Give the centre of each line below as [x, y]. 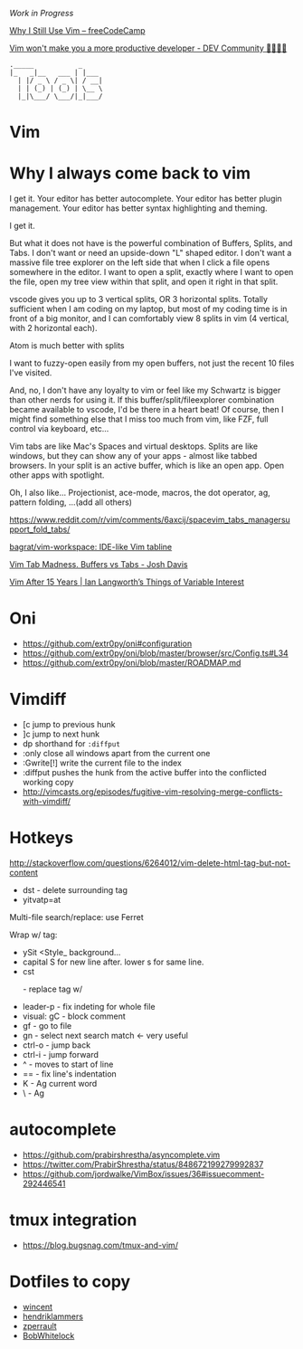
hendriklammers [53, 1316]
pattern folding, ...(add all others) [71, 502]
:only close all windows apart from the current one [116, 753]
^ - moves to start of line [68, 1064]
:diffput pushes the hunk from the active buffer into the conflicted [144, 772]
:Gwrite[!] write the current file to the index [102, 763]
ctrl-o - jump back [57, 1045]
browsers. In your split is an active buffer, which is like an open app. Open [147, 466]
